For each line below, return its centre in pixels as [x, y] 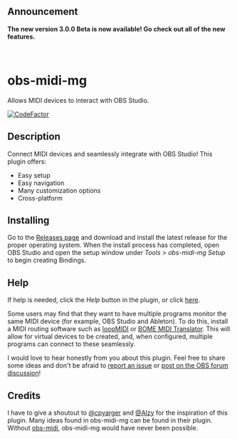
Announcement [43, 12]
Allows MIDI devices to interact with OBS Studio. [78, 100]
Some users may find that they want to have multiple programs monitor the [117, 314]
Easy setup [34, 175]
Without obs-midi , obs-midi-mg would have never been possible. [103, 428]
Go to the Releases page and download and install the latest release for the [117, 238]
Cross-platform [40, 198]
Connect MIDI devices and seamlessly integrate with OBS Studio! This [110, 153]
